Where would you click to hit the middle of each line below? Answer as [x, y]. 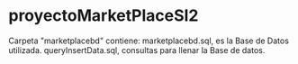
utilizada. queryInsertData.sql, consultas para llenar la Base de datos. [137, 50]
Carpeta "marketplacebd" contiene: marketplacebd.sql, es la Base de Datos [149, 41]
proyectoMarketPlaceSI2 [104, 16]
